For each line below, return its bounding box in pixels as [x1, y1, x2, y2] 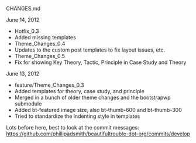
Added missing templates [14, 34, 76, 40]
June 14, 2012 [6, 16, 40, 23]
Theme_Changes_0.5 [14, 53, 66, 59]
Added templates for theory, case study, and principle [14, 88, 145, 94]
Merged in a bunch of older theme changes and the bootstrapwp [14, 94, 171, 101]
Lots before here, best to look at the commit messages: [6, 124, 139, 131]
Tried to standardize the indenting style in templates [14, 113, 140, 120]
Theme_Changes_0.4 [14, 40, 66, 47]
